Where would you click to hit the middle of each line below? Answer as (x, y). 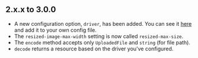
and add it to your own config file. (55, 30)
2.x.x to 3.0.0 (31, 10)
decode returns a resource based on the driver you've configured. (94, 49)
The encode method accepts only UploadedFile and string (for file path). (102, 42)
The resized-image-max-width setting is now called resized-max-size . (99, 36)
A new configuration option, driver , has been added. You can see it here (103, 23)
